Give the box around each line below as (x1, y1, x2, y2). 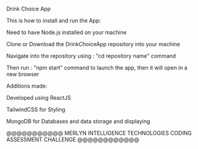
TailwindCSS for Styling (6, 106, 66, 113)
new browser (6, 71, 40, 78)
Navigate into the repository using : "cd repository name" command (6, 52, 177, 60)
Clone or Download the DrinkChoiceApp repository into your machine (6, 41, 181, 47)
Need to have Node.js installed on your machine (6, 29, 127, 36)
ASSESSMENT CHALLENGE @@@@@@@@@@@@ (6, 136, 140, 143)
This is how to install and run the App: (6, 17, 101, 24)
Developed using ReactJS (6, 94, 71, 101)
